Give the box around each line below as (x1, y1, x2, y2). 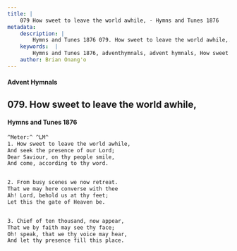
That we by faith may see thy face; (7, 224, 115, 231)
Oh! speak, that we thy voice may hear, (7, 231, 128, 238)
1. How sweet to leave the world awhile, (7, 140, 131, 147)
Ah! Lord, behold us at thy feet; (7, 192, 109, 200)
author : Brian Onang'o (20, 56, 87, 63)
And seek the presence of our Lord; (7, 147, 115, 154)
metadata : (7, 23, 37, 30)
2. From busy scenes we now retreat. (7, 179, 119, 186)
